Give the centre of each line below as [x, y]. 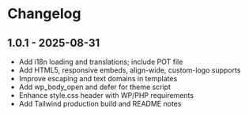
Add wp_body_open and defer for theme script [95, 87]
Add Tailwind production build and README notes [100, 104]
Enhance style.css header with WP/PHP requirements [106, 95]
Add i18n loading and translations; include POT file [101, 62]
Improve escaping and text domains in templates [98, 79]
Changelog [44, 14]
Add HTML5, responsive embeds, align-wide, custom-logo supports [130, 70]
